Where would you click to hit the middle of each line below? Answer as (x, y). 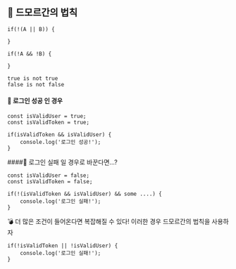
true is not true (33, 78)
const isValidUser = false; (49, 176)
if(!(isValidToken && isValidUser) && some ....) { (85, 194)
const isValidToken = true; (49, 123)
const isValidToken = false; (50, 182)
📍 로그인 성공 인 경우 (35, 101)
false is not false (36, 84)
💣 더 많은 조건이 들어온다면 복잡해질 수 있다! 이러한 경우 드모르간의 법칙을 (109, 222)
